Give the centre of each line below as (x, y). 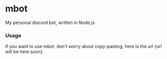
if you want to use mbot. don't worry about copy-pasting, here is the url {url (83, 46)
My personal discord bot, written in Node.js (50, 22)
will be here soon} (24, 52)
